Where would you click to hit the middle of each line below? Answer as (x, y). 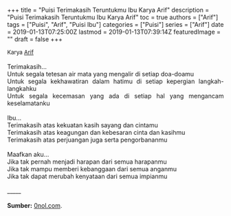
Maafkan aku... (28, 154)
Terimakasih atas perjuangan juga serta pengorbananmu (87, 140)
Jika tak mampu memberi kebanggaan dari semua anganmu (92, 169)
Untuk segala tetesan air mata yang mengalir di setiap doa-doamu (101, 74)
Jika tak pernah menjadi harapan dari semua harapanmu (87, 162)
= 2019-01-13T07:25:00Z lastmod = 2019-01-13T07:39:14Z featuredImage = (114, 32)
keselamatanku (29, 103)
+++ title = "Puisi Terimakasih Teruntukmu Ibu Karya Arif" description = (108, 10)
